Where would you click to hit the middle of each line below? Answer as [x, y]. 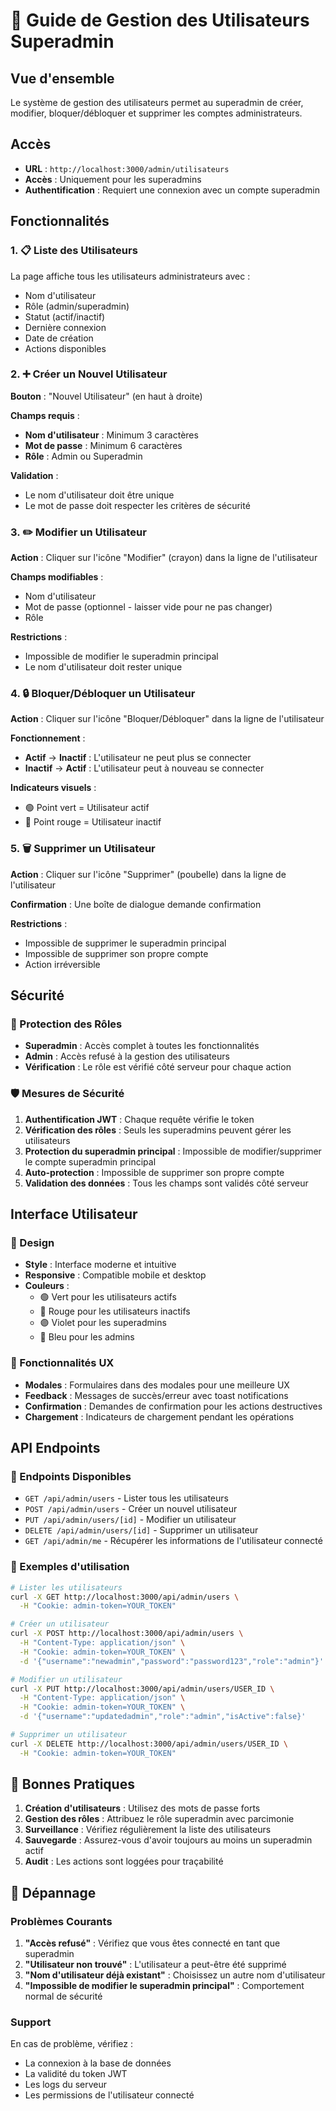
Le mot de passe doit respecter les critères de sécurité [137, 505]
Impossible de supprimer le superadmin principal [125, 943]
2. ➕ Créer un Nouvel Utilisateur [89, 374]
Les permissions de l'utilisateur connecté [109, 2095]
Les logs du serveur [66, 2085]
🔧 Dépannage [53, 1892]
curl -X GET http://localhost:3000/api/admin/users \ [125, 1597]
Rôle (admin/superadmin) [77, 306]
